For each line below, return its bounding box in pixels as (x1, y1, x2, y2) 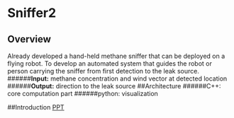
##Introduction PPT (7, 103, 65, 111)
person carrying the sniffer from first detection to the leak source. (7, 67, 200, 75)
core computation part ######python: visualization (7, 90, 158, 98)
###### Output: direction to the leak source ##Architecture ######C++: (7, 82, 221, 90)
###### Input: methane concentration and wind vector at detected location (7, 74, 228, 83)
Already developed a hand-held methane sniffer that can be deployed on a (7, 52, 225, 60)
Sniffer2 (7, 5, 57, 21)
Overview (7, 33, 52, 45)
